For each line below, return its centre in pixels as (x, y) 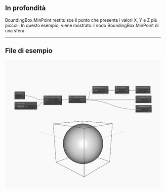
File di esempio (29, 51)
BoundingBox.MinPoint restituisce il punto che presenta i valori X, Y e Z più (81, 20)
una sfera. (15, 30)
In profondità (25, 8)
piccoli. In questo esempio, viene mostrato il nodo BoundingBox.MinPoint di (82, 25)
